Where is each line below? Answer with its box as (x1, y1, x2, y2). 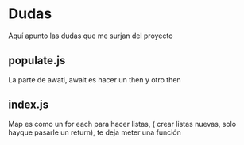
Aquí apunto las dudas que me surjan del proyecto (8, 31, 173, 40)
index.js (8, 98, 49, 112)
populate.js (8, 54, 66, 67)
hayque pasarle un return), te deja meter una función (8, 128, 181, 137)
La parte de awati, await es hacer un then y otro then (8, 74, 181, 84)
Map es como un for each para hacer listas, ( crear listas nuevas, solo (8, 119, 237, 128)
